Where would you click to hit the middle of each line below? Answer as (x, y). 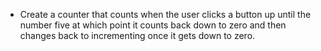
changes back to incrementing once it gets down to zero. (137, 35)
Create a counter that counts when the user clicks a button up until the (165, 14)
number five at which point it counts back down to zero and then (153, 25)
